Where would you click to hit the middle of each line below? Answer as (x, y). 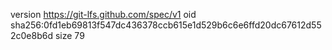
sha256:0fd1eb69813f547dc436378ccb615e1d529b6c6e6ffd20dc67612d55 (166, 25)
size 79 (69, 35)
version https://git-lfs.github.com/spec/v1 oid (103, 14)
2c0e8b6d (32, 35)
